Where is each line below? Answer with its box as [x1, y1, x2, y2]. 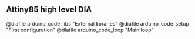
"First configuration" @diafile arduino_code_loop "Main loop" [6, 26, 154, 33]
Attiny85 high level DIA [6, 5, 92, 15]
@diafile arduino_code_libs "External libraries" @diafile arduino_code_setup [6, 20, 190, 27]
